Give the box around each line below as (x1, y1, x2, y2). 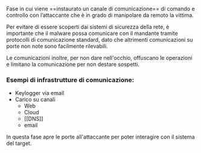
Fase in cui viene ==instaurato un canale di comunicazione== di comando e (6, 5, 195, 12)
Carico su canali (14, 96, 56, 103)
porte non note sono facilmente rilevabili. (6, 42, 108, 50)
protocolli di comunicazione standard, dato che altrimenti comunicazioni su (6, 36, 193, 43)
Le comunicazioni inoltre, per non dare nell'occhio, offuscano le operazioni (6, 54, 193, 61)
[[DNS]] (24, 115, 43, 123)
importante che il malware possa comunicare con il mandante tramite (6, 30, 178, 37)
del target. (6, 140, 32, 147)
